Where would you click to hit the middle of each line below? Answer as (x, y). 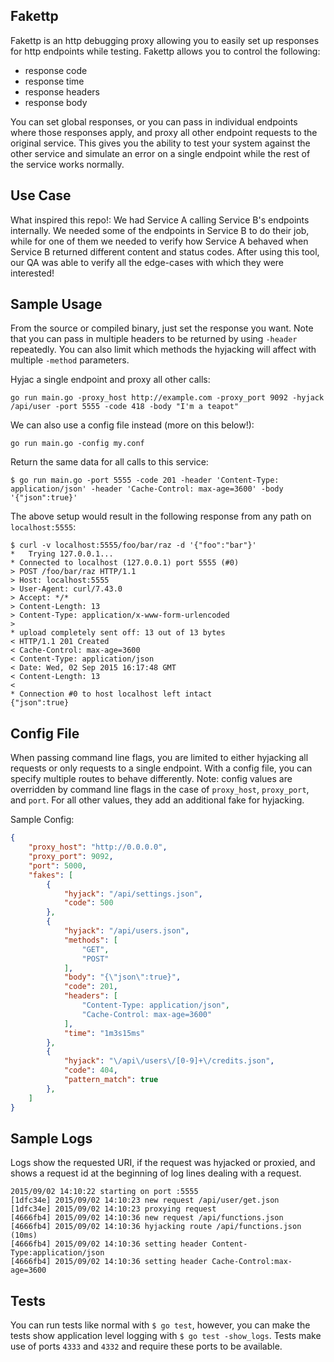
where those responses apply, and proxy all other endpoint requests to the (164, 132)
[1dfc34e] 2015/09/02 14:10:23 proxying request (113, 1209)
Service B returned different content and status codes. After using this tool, (165, 251)
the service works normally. (67, 164)
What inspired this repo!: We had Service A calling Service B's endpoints (160, 220)
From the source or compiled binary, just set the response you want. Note (162, 328)
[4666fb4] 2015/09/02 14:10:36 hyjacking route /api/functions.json (156, 1227)
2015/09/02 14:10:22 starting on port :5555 (104, 1192)
